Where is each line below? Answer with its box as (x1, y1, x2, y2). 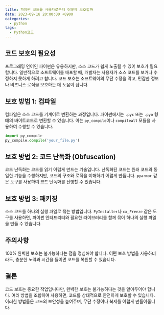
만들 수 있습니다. (10, 221, 42, 226)
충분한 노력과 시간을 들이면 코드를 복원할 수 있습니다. (15, 256, 116, 262)
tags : (5, 25, 16, 30)
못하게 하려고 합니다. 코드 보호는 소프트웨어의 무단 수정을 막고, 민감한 (18, 75, 150, 81)
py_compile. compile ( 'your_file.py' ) (5, 138, 80, 143)
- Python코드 (9, 30, 34, 35)
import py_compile (5, 133, 43, 138)
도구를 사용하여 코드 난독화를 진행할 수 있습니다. (10, 179, 102, 185)
